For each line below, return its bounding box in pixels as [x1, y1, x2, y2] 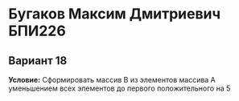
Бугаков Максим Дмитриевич [8, 5, 221, 23]
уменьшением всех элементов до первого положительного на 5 [8, 83, 231, 93]
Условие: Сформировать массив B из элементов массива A [8, 75, 216, 84]
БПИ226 [8, 22, 66, 40]
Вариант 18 [8, 54, 68, 67]
